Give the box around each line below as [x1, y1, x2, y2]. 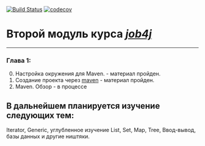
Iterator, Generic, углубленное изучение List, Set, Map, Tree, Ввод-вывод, [6, 127, 196, 134]
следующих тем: [6, 110, 74, 120]
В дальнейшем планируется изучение [6, 100, 160, 111]
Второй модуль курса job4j [6, 27, 153, 41]
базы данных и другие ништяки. [6, 133, 90, 140]
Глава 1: [6, 56, 32, 64]
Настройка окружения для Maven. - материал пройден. [15, 70, 161, 77]
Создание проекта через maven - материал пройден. [15, 77, 154, 84]
